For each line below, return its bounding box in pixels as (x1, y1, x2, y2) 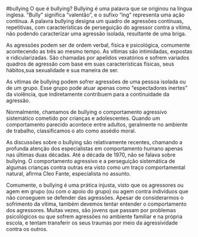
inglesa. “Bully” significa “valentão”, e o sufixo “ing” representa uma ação (6, 11, 185, 18)
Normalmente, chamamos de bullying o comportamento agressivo (6, 109, 167, 115)
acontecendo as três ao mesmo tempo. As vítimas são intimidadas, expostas (6, 48, 193, 55)
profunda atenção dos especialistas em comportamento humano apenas (6, 145, 183, 152)
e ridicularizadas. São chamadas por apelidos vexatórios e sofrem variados (6, 54, 190, 61)
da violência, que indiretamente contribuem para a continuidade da (6, 91, 170, 98)
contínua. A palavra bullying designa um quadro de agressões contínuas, (6, 18, 184, 24)
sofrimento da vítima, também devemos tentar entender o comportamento (6, 200, 187, 207)
